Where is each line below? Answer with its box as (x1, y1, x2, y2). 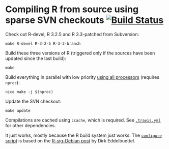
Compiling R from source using (5, 4, 139, 15)
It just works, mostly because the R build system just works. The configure (5, 132, 162, 138)
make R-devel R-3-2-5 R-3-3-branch (5, 41, 81, 46)
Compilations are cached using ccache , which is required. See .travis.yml (5, 117, 161, 123)
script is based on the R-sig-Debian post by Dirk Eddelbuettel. (5, 137, 136, 143)
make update (5, 108, 31, 113)
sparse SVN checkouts (5, 14, 104, 26)
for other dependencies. (5, 122, 56, 128)
